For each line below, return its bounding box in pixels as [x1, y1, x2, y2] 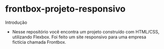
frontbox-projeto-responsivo [5, 3, 126, 15]
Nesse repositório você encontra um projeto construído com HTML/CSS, [12, 29, 160, 34]
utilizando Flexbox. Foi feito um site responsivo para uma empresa [12, 34, 146, 40]
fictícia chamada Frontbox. [12, 39, 66, 45]
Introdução [5, 19, 27, 25]
